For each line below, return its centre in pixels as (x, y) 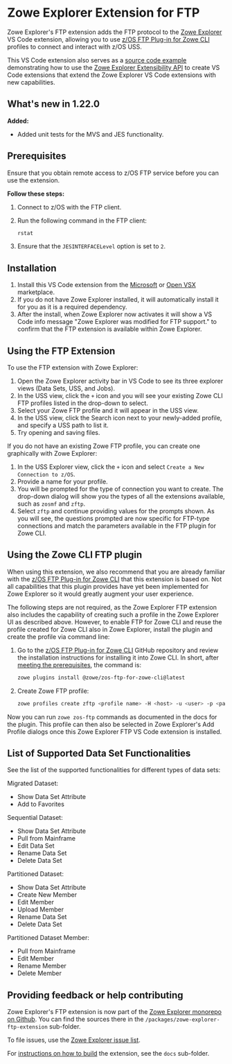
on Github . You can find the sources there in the (75, 1019)
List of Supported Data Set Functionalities (99, 754)
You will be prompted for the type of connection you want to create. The (120, 489)
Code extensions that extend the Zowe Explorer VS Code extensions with (112, 75)
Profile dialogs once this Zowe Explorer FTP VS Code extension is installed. (115, 731)
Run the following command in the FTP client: (82, 221)
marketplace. (36, 292)
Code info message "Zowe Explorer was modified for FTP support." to (117, 322)
